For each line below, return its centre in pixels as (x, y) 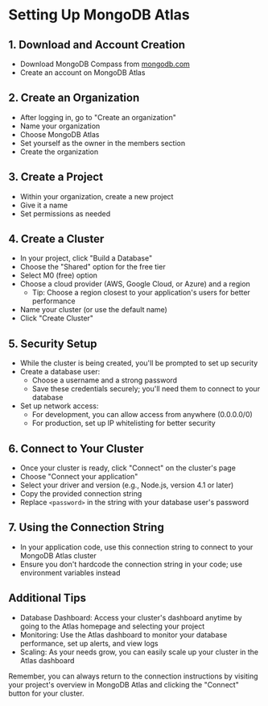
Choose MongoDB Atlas (60, 134)
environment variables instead (70, 572)
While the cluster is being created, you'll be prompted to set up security (139, 363)
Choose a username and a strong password (105, 380)
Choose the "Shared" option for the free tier (93, 267)
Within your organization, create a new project (97, 196)
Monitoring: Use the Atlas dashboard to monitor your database (124, 634)
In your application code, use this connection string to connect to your (136, 547)
